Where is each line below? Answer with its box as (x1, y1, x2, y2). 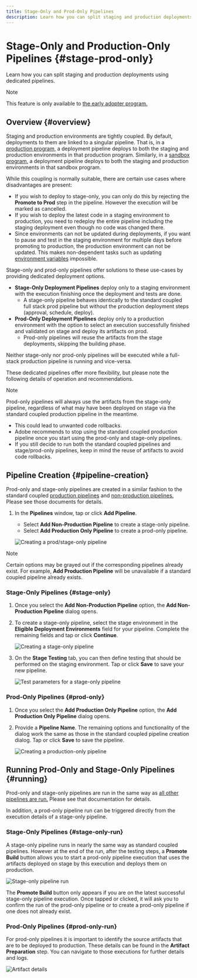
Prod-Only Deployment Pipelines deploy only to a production (14, 315, 164, 323)
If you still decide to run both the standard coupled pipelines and (14, 441, 171, 448)
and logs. (6, 955, 29, 962)
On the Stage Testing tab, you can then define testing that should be (14, 655, 181, 662)
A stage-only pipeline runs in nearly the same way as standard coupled (6, 841, 178, 848)
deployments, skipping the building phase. (23, 340, 126, 347)
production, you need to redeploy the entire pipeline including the (14, 218, 173, 225)
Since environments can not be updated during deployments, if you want (14, 230, 191, 238)
